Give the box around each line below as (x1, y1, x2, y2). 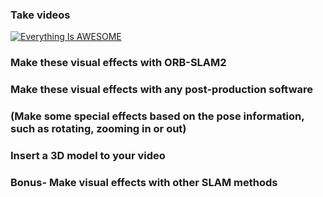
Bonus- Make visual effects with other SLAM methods (10, 175, 278, 189)
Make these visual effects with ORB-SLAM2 (10, 56, 227, 70)
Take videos (10, 8, 71, 22)
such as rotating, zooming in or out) (10, 122, 187, 136)
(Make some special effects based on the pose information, (10, 109, 305, 123)
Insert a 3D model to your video (10, 148, 166, 162)
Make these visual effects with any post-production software (10, 83, 314, 97)
